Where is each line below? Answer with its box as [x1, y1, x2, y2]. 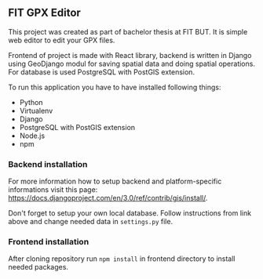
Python [19, 97, 43, 107]
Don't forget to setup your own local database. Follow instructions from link [8, 208, 252, 218]
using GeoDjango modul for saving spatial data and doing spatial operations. [8, 59, 255, 68]
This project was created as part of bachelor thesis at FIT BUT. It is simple [8, 27, 248, 36]
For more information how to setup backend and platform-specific [8, 176, 222, 187]
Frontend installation [8, 237, 89, 248]
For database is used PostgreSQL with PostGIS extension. [8, 67, 195, 77]
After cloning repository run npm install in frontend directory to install [8, 254, 236, 263]
